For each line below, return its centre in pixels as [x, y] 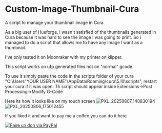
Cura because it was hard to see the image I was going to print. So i [73, 37]
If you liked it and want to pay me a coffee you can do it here [66, 115]
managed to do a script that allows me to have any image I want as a [74, 42]
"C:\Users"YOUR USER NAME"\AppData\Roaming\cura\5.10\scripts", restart [81, 81]
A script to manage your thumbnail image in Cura [54, 22]
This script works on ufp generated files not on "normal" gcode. [70, 66]
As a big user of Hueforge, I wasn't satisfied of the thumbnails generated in [81, 32]
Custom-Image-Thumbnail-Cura [72, 9]
